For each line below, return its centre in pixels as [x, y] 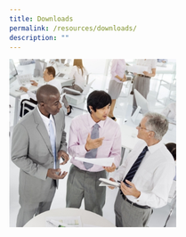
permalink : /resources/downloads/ [73, 28]
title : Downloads [41, 19]
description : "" [39, 37]
